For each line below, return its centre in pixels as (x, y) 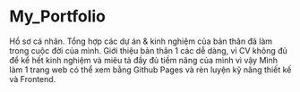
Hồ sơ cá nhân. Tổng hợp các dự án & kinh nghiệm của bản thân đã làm (141, 41)
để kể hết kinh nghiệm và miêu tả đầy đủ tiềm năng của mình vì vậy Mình (143, 60)
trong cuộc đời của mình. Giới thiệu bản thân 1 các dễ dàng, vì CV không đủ (149, 50)
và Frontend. (33, 79)
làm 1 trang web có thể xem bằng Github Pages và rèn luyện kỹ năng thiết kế (150, 70)
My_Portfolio (57, 17)
